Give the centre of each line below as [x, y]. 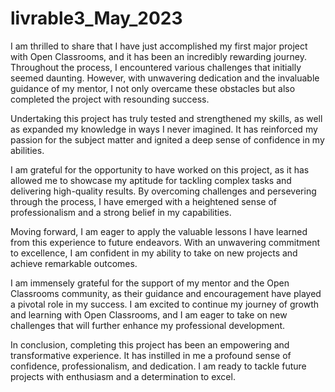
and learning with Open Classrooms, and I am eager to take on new [149, 314]
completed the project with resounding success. [110, 99]
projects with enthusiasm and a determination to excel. [123, 376]
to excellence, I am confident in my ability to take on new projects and [154, 253]
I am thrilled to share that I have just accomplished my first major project [159, 46]
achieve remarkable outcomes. [74, 263]
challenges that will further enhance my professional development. [148, 325]
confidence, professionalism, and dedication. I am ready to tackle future [158, 366]
